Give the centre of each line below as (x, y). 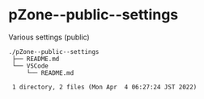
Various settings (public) (49, 37)
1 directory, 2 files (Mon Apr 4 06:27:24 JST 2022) (104, 87)
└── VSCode (30, 66)
